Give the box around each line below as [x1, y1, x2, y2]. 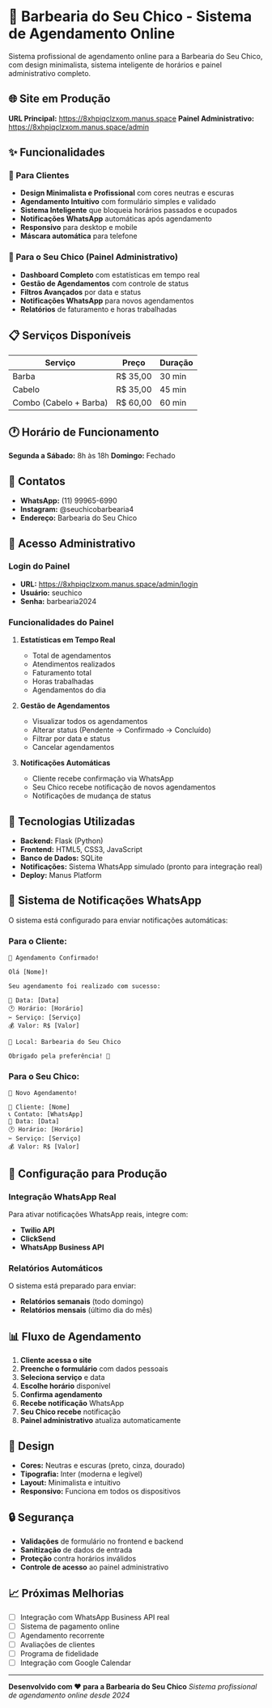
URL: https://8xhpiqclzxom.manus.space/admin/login [19, 579, 198, 589]
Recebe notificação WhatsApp [19, 1399, 125, 1408]
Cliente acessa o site [19, 1356, 92, 1365]
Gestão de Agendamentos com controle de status [19, 279, 189, 288]
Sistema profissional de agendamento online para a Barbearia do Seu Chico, [8, 51, 263, 61]
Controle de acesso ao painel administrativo [19, 1562, 169, 1572]
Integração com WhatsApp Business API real [19, 1612, 170, 1622]
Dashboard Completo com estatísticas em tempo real [19, 270, 201, 279]
